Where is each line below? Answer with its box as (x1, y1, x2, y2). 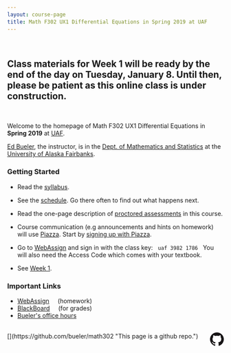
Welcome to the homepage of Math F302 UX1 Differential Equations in (7, 122, 206, 130)
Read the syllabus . (16, 182, 70, 191)
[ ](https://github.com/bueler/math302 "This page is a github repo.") (7, 332, 199, 340)
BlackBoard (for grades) (16, 303, 93, 312)
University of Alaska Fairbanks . (7, 150, 96, 158)
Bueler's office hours (16, 311, 77, 319)
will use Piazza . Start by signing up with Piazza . (16, 230, 153, 238)
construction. (7, 90, 67, 102)
